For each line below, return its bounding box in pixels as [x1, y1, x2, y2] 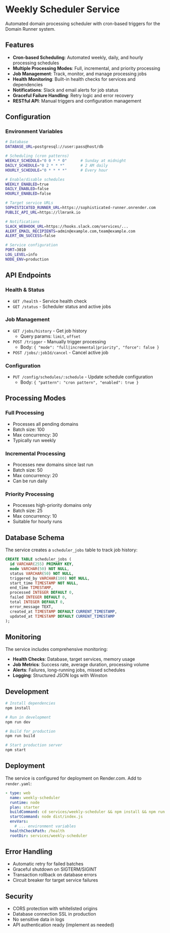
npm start [5, 748, 26, 753]
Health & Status [5, 286, 45, 293]
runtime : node [10, 800, 40, 805]
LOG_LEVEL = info [5, 252, 38, 258]
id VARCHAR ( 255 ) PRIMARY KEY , [10, 562, 74, 567]
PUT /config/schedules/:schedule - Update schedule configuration [12, 374, 154, 380]
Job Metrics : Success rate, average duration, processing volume [12, 662, 149, 668]
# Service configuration [5, 243, 58, 248]
